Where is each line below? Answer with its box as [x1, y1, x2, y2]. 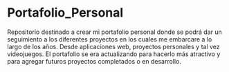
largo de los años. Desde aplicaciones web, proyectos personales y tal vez [7, 42, 220, 51]
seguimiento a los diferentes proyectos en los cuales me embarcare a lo [7, 35, 212, 43]
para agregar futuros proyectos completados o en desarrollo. [7, 57, 182, 65]
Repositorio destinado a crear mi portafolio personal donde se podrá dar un [7, 28, 223, 36]
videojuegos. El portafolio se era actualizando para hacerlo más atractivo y [7, 50, 221, 58]
